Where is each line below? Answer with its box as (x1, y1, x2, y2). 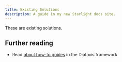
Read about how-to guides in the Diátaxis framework (12, 52, 118, 58)
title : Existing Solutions (5, 7, 60, 12)
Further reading (5, 39, 53, 47)
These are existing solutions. (5, 25, 62, 31)
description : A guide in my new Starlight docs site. (5, 12, 116, 16)
